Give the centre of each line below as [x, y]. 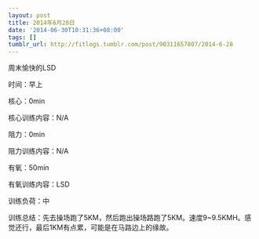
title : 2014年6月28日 [42, 23]
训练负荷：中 [29, 201]
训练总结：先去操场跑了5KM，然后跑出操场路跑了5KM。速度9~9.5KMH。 [126, 218]
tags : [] [22, 37]
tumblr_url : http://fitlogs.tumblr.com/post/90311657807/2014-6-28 [121, 45]
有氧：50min [29, 168]
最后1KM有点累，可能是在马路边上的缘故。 [104, 227]
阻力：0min [27, 135]
